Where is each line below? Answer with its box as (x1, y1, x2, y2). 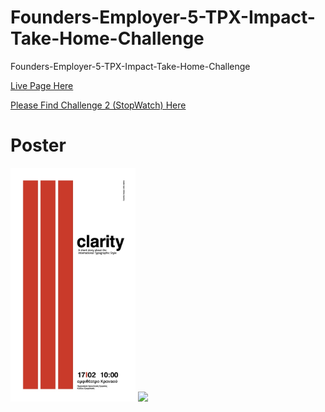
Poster (10, 134, 67, 157)
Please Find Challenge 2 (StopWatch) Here (10, 99, 187, 111)
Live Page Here (10, 79, 74, 91)
